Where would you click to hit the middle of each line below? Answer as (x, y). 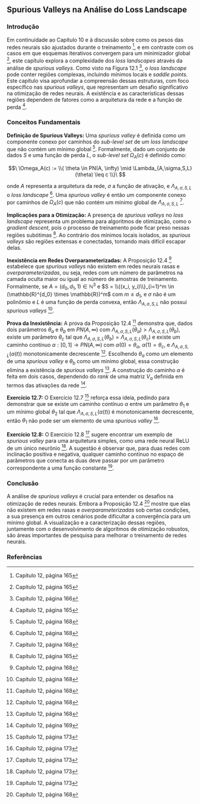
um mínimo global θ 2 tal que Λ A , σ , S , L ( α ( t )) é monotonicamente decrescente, (101, 412)
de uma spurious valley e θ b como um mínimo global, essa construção (93, 362)
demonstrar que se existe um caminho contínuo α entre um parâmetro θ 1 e (98, 405)
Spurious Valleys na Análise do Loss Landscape (97, 10)
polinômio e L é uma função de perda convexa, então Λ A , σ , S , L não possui (97, 303)
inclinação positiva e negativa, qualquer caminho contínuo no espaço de (95, 454)
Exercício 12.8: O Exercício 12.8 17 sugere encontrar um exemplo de (90, 434)
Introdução (23, 27)
